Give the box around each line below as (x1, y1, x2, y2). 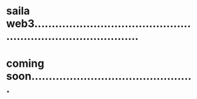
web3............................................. (6, 17, 192, 30)
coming (6, 57, 45, 70)
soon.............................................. (6, 70, 192, 83)
